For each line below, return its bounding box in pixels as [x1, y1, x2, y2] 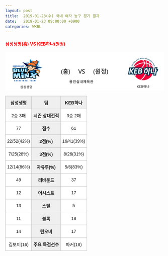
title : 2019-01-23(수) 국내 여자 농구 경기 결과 [5, 13, 100, 19]
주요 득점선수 [33, 241, 59, 247]
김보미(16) [8, 241, 29, 247]
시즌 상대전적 [33, 113, 59, 118]
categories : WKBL [5, 24, 42, 29]
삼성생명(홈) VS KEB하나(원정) [5, 41, 66, 47]
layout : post [5, 8, 33, 13]
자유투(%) [36, 164, 56, 170]
